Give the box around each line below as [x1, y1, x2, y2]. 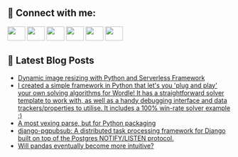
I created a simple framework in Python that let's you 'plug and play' [17, 81, 218, 90]
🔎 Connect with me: [7, 7, 96, 19]
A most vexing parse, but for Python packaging [17, 119, 156, 127]
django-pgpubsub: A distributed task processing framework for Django [17, 126, 226, 135]
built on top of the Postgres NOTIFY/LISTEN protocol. [17, 134, 174, 142]
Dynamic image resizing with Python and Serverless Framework [17, 73, 205, 82]
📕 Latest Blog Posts [7, 55, 94, 67]
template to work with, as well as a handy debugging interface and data [17, 96, 227, 104]
